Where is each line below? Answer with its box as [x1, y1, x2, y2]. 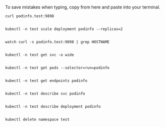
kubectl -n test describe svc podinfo [5, 91, 85, 96]
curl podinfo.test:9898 [5, 14, 55, 19]
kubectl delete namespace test [5, 117, 70, 122]
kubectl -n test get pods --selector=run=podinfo [5, 65, 110, 70]
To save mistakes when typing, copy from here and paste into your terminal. [5, 4, 161, 10]
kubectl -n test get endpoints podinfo [5, 78, 88, 83]
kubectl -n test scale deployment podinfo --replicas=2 [5, 27, 123, 32]
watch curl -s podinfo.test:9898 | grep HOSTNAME [5, 39, 110, 44]
